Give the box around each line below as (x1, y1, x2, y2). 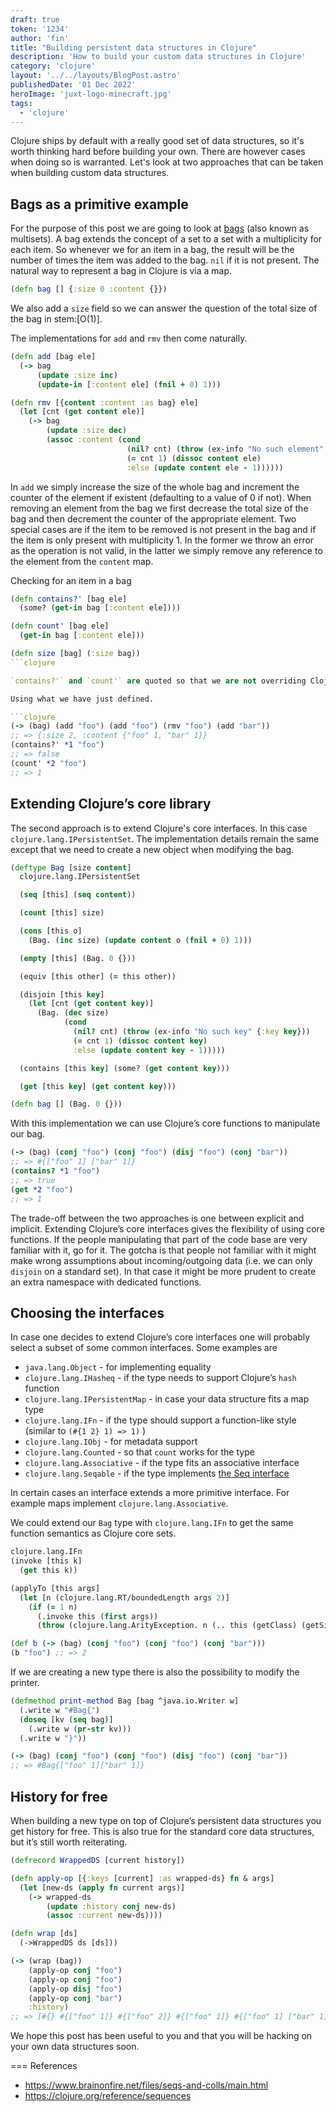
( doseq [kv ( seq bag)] (19, 1714, 114, 1725)
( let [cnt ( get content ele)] (19, 407, 145, 417)
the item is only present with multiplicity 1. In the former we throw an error (10, 534, 315, 546)
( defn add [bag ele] (10, 352, 97, 362)
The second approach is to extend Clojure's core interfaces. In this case (10, 822, 308, 834)
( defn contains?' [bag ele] (10, 594, 128, 604)
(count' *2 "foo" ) (10, 758, 87, 768)
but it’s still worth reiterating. (10, 1836, 128, 1848)
